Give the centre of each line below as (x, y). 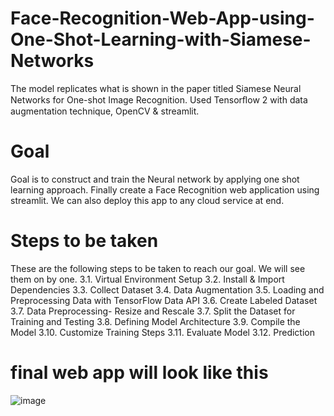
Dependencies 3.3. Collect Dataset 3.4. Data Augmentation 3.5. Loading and (167, 289)
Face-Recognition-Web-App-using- (162, 18)
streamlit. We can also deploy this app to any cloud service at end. (147, 200)
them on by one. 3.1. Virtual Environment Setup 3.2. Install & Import (147, 279)
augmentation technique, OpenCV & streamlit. (105, 111)
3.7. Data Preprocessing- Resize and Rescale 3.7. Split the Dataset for (153, 311)
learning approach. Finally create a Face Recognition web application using (165, 189)
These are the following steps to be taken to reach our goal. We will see (158, 268)
